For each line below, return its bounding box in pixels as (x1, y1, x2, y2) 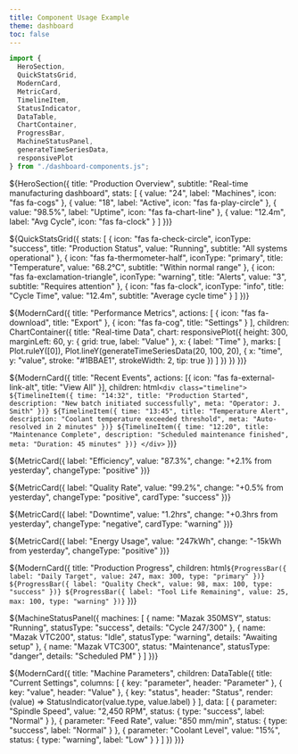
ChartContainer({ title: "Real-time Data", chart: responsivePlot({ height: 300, (9, 327, 288, 337)
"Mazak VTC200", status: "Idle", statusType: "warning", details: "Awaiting (9, 631, 278, 642)
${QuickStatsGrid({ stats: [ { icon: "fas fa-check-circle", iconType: (9, 233, 252, 244)
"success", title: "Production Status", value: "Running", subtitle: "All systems (9, 243, 288, 253)
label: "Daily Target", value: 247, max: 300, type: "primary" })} (9, 572, 266, 581)
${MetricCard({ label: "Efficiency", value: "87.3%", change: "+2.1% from (9, 455, 272, 466)
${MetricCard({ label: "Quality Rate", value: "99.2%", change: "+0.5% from (9, 482, 284, 493)
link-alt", (9, 381, 40, 393)
